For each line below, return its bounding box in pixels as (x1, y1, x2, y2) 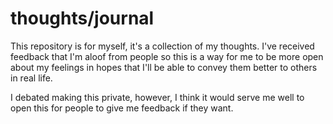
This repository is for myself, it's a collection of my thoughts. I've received (10, 40, 315, 52)
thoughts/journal (10, 7, 155, 30)
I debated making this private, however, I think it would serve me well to (10, 91, 305, 103)
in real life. (10, 72, 53, 84)
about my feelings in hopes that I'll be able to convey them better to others (10, 61, 318, 73)
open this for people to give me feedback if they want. (10, 102, 234, 114)
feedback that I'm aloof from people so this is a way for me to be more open (10, 50, 324, 62)
